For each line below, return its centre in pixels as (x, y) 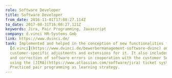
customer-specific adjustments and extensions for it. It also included (89, 53)
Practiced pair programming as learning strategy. (65, 67)
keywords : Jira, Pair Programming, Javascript (56, 29)
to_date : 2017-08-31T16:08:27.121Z (43, 24)
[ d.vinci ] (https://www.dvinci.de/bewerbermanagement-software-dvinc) (85, 48)
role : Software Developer (33, 10)
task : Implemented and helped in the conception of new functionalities (84, 44)
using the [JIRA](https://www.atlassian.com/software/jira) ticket (83, 63)
